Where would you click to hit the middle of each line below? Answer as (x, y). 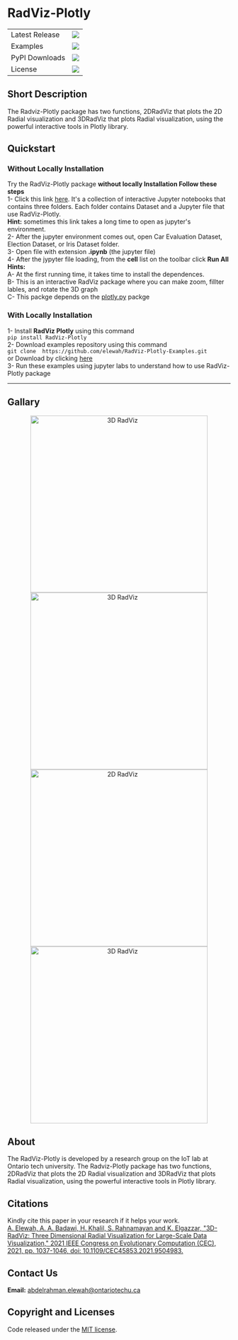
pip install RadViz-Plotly (47, 338)
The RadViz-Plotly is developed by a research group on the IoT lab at (108, 1159)
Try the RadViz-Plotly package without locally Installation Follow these (112, 184)
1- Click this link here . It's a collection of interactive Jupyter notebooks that (117, 199)
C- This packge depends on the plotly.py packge (79, 297)
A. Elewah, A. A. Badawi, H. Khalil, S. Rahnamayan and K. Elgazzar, (104, 1228)
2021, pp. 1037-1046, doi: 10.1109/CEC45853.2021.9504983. (95, 1251)
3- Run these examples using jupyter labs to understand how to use (106, 365)
